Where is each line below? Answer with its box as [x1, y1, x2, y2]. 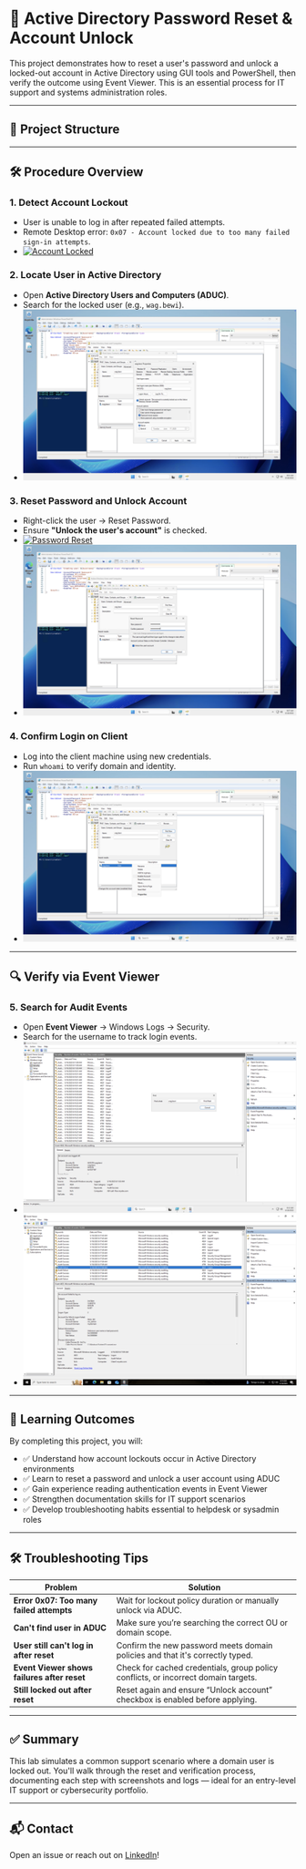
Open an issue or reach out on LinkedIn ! [9, 1850, 159, 1861]
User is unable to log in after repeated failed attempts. [22, 217, 226, 228]
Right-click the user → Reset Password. [22, 515, 171, 527]
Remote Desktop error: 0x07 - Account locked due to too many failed [22, 227, 290, 238]
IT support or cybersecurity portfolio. [9, 1785, 148, 1796]
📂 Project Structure [9, 122, 120, 138]
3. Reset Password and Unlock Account [9, 494, 188, 507]
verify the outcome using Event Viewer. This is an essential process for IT [9, 77, 285, 87]
